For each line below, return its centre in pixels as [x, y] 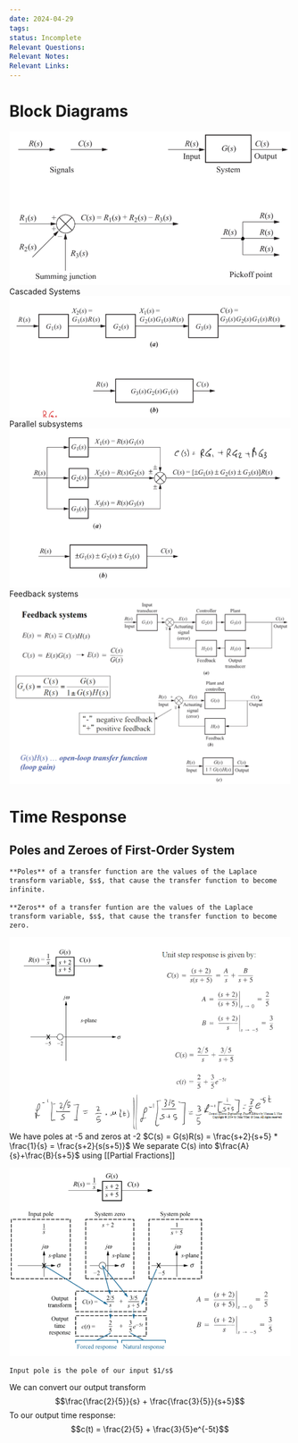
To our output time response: [62, 1415]
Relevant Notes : [39, 57]
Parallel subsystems [46, 424]
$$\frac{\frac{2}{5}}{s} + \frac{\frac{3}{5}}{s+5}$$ [150, 1401]
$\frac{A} [232, 1146]
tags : [19, 28]
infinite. [28, 890]
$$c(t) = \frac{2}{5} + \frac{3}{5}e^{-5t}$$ [150, 1429]
